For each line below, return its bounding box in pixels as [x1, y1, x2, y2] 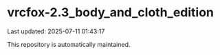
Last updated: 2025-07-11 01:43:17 [7, 27, 105, 35]
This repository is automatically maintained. [7, 40, 131, 48]
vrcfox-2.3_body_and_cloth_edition [7, 5, 214, 20]
